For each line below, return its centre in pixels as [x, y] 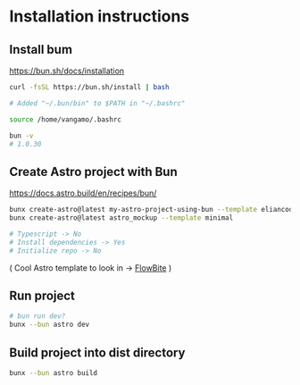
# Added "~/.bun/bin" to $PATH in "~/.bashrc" [97, 103]
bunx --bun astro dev [50, 325]
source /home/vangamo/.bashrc [66, 119]
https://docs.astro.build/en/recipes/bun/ [83, 193]
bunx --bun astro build [54, 372]
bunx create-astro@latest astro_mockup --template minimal [121, 218]
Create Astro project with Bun [93, 172]
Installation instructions [100, 17]
